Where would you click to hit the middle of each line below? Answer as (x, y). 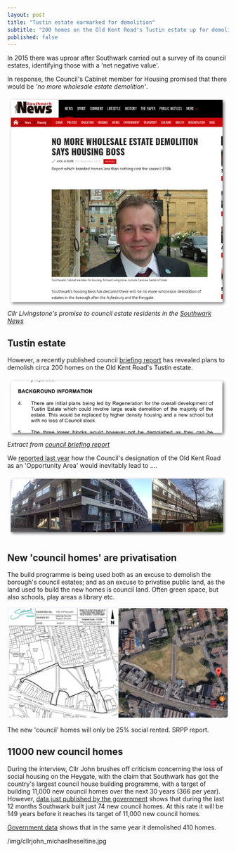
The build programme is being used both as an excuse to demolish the (109, 575)
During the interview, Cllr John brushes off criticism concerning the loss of (115, 769)
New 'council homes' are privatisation (92, 558)
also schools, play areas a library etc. (61, 597)
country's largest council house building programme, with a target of (107, 784)
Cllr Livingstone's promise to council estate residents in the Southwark (110, 314)
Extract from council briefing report (59, 445)
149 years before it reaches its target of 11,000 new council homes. (104, 813)
